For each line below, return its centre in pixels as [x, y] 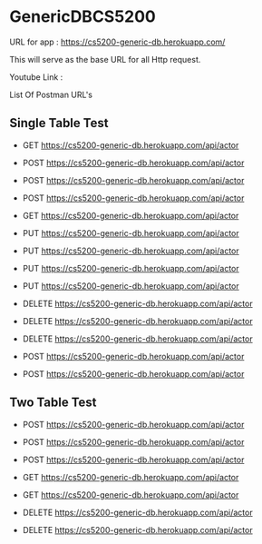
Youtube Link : [36, 77]
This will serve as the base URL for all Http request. [105, 59]
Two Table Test [53, 403]
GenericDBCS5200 [83, 17]
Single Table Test [59, 123]
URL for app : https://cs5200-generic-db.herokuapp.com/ [117, 42]
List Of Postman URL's [51, 94]
